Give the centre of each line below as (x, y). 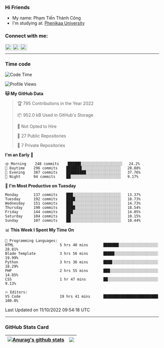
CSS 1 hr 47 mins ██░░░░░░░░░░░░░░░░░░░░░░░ (82, 279)
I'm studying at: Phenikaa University (48, 23)
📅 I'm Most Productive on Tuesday (41, 186)
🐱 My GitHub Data (24, 93)
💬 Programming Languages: (31, 241)
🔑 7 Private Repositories (41, 145)
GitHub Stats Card (27, 327)
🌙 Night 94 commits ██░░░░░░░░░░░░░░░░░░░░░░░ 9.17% (72, 176)
